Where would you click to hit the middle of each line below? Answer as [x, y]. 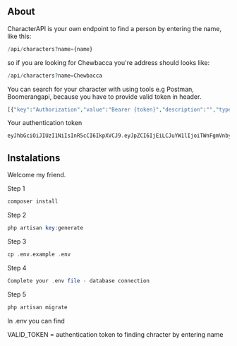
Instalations [34, 158]
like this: [19, 36]
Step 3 [17, 241]
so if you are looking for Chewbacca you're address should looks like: [109, 62]
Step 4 [17, 268]
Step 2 [17, 215]
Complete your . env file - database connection [79, 281]
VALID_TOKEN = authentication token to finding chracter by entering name [115, 334]
